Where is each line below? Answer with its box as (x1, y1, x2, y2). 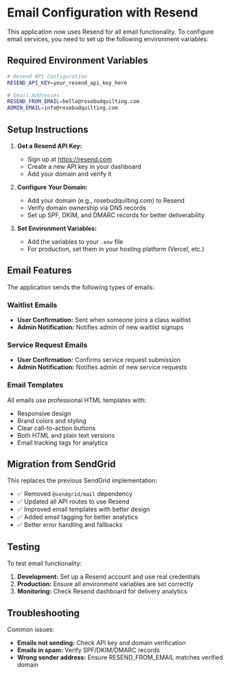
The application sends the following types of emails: (7, 283, 154, 291)
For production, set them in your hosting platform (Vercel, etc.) (27, 245, 205, 253)
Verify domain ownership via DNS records (27, 203, 146, 212)
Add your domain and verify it (27, 170, 112, 178)
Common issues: (7, 625, 55, 633)
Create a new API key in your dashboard (27, 162, 142, 170)
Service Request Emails (7, 340, 88, 350)
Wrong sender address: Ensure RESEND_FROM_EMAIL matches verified (16, 653, 223, 662)
